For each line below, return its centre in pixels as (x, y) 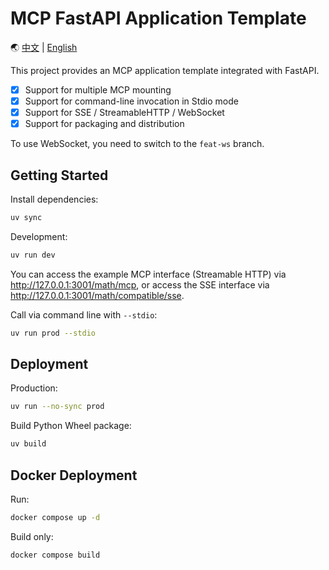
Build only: (32, 536)
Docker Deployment (74, 475)
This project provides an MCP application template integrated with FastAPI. (165, 70)
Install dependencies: (54, 199)
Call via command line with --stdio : (84, 314)
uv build (28, 444)
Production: (34, 388)
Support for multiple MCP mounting (98, 89)
